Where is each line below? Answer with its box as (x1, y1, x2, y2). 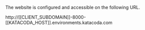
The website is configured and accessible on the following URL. (5, 5, 140, 10)
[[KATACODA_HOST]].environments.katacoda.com (5, 20, 113, 25)
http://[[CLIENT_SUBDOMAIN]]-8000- (5, 14, 86, 20)
